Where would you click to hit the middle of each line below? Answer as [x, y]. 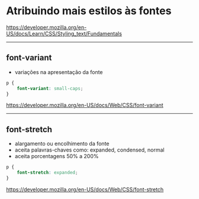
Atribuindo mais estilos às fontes [89, 11]
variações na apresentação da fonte [59, 72]
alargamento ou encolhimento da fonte [62, 144]
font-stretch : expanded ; [47, 173]
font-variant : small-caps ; [50, 88]
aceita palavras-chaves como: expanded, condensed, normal [89, 150]
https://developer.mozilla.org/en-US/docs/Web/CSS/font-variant [85, 105]
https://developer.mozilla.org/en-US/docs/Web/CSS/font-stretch [85, 189]
